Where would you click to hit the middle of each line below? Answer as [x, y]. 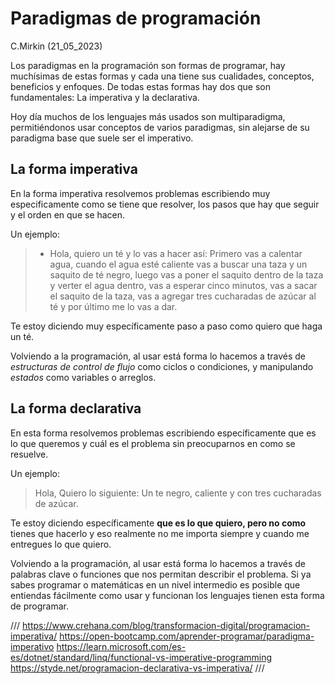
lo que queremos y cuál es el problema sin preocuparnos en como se [153, 443]
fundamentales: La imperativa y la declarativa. [105, 97]
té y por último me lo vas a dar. [113, 306]
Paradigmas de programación [136, 18]
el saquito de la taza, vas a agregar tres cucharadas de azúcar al [183, 296]
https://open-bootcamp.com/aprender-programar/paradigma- [187, 636]
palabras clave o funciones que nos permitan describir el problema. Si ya [161, 574]
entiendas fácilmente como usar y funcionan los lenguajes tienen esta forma [167, 595]
